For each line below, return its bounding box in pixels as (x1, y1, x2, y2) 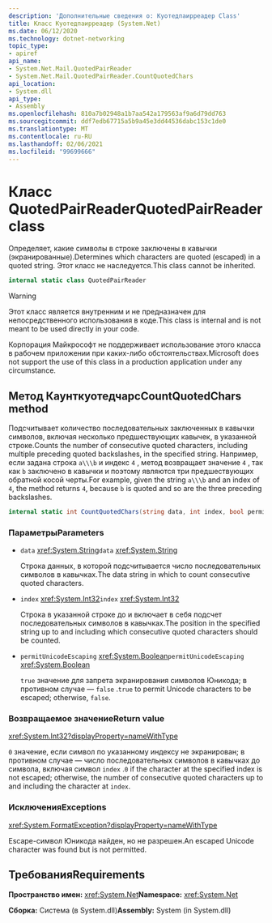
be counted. (19, 635, 61, 645)
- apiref (8, 49, 38, 58)
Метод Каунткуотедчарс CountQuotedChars (8, 389, 242, 403)
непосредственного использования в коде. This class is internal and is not (8, 315, 261, 325)
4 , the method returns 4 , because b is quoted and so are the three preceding (8, 484, 262, 493)
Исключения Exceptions (8, 801, 107, 813)
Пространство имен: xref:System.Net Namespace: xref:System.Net (8, 889, 239, 899)
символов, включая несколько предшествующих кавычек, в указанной (8, 432, 257, 442)
